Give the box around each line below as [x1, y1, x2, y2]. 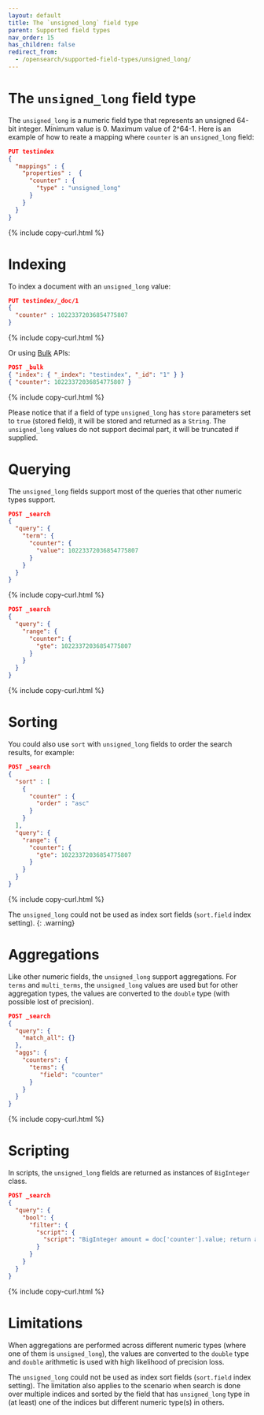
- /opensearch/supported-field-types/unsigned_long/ [15, 56, 192, 64]
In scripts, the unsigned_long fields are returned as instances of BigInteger [8, 1168, 250, 1178]
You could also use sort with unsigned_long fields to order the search [8, 739, 233, 749]
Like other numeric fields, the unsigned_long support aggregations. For [8, 971, 237, 981]
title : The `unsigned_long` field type [8, 19, 139, 27]
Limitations [8, 1314, 83, 1332]
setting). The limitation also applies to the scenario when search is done [8, 1380, 241, 1390]
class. [8, 1176, 27, 1186]
